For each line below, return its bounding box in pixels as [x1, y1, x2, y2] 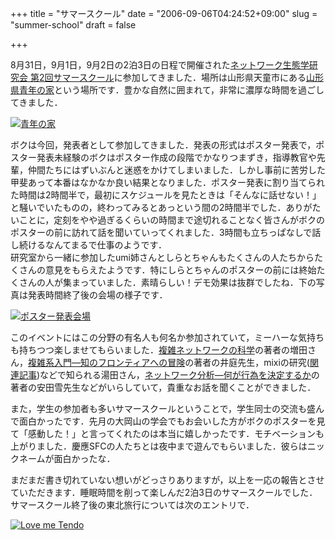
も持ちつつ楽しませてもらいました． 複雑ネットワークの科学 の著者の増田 [10, 344, 308, 356]
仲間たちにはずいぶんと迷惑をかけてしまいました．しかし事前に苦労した [27, 164, 326, 176]
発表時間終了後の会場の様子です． [27, 289, 168, 301]
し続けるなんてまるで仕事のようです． [10, 239, 168, 251]
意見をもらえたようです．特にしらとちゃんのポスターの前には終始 [44, 264, 317, 276]
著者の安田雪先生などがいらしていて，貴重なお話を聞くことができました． [10, 382, 317, 393]
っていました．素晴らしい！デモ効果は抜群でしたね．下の [79, 277, 317, 288]
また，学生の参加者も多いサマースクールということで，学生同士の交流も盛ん [10, 403, 325, 414]
